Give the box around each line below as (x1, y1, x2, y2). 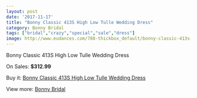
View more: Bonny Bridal (6, 86, 66, 92)
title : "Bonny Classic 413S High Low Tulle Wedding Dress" (6, 19, 154, 25)
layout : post (6, 8, 38, 15)
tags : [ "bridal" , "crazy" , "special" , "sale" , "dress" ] (6, 30, 135, 36)
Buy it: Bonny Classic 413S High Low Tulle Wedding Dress (6, 74, 146, 81)
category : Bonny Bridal (6, 24, 64, 31)
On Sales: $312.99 (6, 63, 52, 70)
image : (6, 36, 22, 41)
